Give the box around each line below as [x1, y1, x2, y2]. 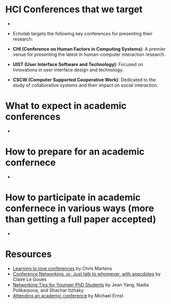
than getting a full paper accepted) [5, 214, 156, 225]
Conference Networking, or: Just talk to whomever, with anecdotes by [12, 271, 161, 277]
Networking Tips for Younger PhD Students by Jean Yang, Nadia [12, 281, 149, 288]
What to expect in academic [5, 100, 127, 112]
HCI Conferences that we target [5, 4, 143, 15]
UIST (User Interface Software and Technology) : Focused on [12, 61, 143, 67]
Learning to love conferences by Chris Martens [12, 265, 113, 271]
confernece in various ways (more [5, 202, 155, 214]
